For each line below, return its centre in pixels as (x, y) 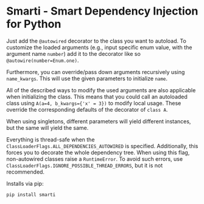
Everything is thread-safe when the (51, 139)
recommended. (25, 172)
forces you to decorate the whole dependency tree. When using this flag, (98, 152)
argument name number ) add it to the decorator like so (74, 53)
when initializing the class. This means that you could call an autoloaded (97, 97)
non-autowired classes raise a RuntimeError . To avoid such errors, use (95, 158)
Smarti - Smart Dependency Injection (102, 11)
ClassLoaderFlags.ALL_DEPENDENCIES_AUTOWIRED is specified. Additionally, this (102, 146)
